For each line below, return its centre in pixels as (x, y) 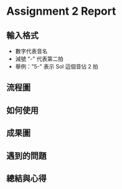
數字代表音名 (31, 51)
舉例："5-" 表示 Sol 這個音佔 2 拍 (57, 66)
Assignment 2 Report (61, 11)
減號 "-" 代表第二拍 (39, 59)
